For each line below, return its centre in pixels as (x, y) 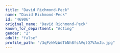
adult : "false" (21, 38)
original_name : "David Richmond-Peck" (46, 24)
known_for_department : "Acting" (40, 29)
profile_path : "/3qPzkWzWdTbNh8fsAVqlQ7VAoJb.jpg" (60, 43)
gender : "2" (18, 33)
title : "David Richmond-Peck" (38, 10)
